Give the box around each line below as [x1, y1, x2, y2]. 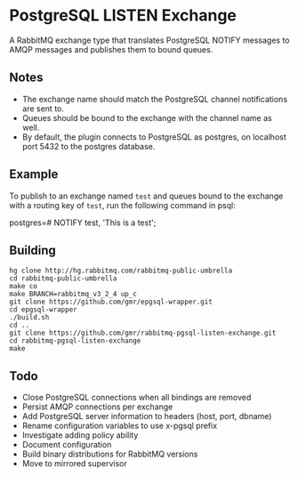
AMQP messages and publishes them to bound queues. [9, 44, 213, 54]
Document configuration [21, 440, 112, 450]
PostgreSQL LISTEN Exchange [9, 5, 238, 26]
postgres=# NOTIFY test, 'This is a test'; [9, 217, 157, 228]
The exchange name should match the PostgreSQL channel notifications [21, 93, 287, 104]
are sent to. [21, 103, 65, 114]
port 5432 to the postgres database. [21, 141, 156, 151]
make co [9, 282, 38, 291]
